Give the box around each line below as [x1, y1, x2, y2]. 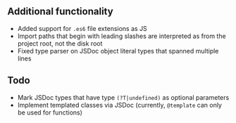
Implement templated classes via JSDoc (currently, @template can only [17, 101, 222, 109]
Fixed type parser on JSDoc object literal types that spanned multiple [17, 46, 219, 55]
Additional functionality [7, 6, 114, 18]
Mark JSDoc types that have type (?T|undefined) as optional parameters [17, 93, 230, 101]
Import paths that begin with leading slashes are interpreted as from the [17, 32, 227, 40]
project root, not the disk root [17, 39, 103, 48]
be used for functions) [17, 108, 83, 117]
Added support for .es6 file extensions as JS [17, 24, 148, 32]
